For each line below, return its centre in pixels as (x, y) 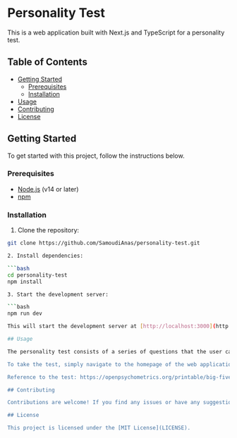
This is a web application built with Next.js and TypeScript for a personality (116, 32)
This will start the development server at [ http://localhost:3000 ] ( (112, 326)
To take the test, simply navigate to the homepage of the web (102, 364)
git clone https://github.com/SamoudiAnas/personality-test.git (104, 243)
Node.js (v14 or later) (48, 189)
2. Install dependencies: (45, 256)
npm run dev (25, 314)
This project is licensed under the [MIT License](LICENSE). (99, 428)
